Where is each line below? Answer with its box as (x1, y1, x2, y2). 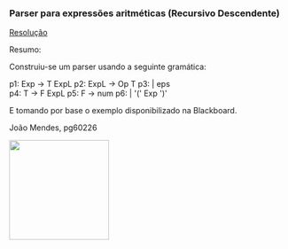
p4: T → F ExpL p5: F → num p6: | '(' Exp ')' (9, 88, 167, 99)
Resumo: (9, 44, 42, 55)
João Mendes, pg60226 (9, 122, 97, 133)
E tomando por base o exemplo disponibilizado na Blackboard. (9, 105, 237, 116)
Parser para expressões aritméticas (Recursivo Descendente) (9, 7, 281, 19)
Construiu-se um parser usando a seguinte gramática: (9, 61, 206, 73)
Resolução (9, 27, 48, 38)
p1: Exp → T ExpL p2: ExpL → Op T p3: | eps (9, 79, 171, 89)
